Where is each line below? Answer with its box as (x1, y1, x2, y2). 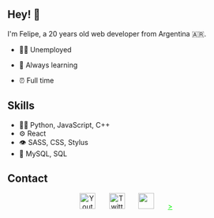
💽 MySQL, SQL (18, 148, 68, 159)
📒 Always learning (18, 60, 78, 70)
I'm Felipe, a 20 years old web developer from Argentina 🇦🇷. (7, 29, 207, 38)
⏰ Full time (18, 75, 54, 85)
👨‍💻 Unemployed (18, 44, 72, 54)
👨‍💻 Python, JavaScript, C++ (18, 120, 111, 129)
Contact (7, 172, 48, 185)
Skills (7, 99, 35, 113)
